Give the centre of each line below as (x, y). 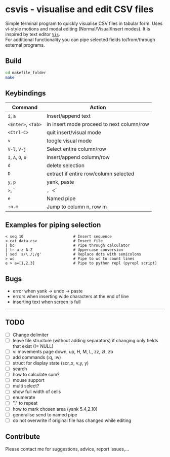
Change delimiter (31, 335)
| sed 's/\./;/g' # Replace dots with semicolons (73, 254)
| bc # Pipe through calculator (68, 246)
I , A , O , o (17, 157)
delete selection (66, 166)
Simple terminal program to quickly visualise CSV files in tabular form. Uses (84, 23)
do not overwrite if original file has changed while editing (72, 420)
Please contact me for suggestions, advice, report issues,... (67, 449)
